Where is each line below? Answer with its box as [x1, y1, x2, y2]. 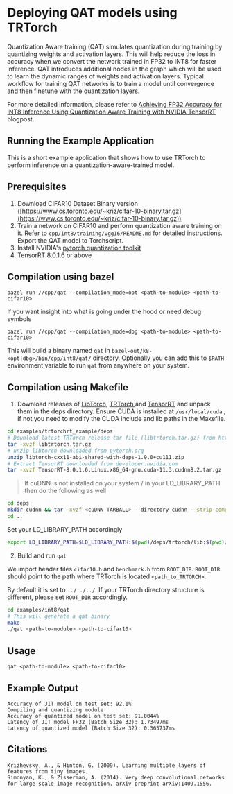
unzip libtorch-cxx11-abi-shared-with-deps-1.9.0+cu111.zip [7, 454, 185, 460]
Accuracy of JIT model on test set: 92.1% [7, 700, 132, 707]
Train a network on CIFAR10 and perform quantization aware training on [17, 221, 222, 230]
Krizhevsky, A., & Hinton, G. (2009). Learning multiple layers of [7, 761, 207, 769]
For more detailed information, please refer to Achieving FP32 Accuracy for [7, 100, 223, 108]
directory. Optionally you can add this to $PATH [92, 354, 224, 362]
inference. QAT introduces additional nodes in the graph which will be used [7, 64, 222, 73]
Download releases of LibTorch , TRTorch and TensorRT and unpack [17, 400, 212, 408]
